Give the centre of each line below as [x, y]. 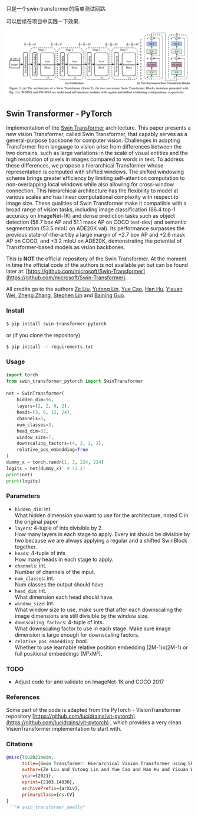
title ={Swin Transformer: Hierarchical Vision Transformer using [103, 763]
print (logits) [24, 481]
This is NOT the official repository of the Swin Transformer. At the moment [96, 259]
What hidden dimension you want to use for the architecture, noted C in [101, 515]
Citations [19, 744]
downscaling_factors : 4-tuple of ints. [59, 622]
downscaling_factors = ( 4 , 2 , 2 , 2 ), [60, 444]
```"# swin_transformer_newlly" [46, 807]
